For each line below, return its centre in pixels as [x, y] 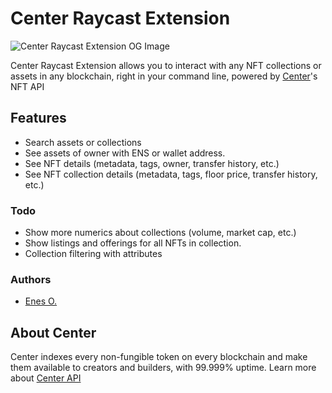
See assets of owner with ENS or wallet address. [125, 153]
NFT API [27, 86]
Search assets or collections [83, 142]
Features [38, 118]
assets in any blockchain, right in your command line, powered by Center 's [164, 76]
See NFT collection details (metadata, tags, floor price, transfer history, [171, 174]
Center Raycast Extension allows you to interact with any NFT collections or [166, 65]
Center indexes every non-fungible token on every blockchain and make [159, 357]
